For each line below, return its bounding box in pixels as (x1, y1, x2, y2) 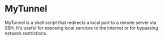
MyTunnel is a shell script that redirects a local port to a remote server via (4, 19, 156, 25)
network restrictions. (4, 30, 47, 36)
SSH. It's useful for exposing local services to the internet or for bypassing (4, 24, 158, 30)
